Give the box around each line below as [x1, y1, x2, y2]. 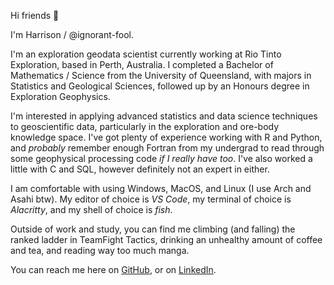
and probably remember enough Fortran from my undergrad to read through [10, 142, 325, 154]
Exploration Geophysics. [10, 91, 111, 102]
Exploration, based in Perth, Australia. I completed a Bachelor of [10, 59, 274, 70]
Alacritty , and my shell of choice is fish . [10, 204, 173, 215]
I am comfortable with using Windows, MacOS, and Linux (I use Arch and [10, 183, 312, 194]
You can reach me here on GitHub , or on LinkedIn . [10, 264, 217, 275]
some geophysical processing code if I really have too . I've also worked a [10, 153, 313, 164]
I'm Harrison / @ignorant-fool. [10, 29, 134, 40]
